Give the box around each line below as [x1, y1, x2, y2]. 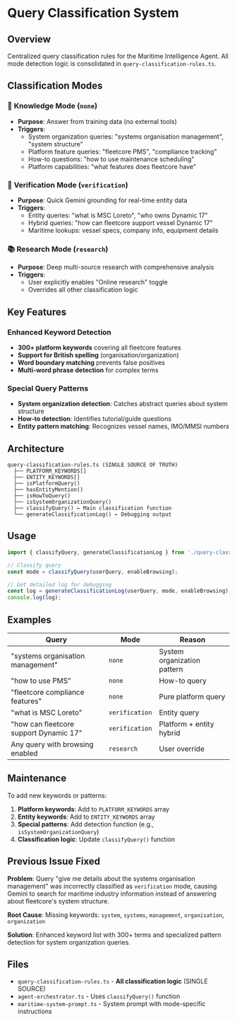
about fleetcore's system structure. [7, 896, 109, 905]
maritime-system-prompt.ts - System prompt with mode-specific [17, 1000, 206, 1008]
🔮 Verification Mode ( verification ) [7, 180, 128, 190]
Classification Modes [7, 80, 103, 92]
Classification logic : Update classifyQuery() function [17, 835, 175, 843]
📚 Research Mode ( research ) [7, 244, 109, 254]
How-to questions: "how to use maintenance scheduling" [28, 154, 195, 163]
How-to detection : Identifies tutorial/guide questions [17, 415, 171, 423]
